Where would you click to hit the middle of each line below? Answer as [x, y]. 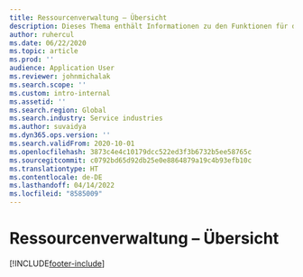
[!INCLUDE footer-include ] [57, 263]
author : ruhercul [42, 34]
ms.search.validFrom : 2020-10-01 [72, 143]
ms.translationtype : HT [54, 169]
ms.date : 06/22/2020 [48, 43]
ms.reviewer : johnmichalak [60, 77]
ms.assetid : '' [38, 102]
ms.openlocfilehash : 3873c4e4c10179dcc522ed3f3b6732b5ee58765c [131, 152]
